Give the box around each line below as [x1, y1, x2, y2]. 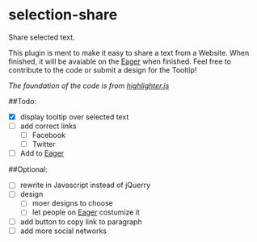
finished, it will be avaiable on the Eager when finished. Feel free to [8, 56, 232, 66]
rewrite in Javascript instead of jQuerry [19, 180, 151, 190]
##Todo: [8, 96, 37, 106]
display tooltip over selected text [19, 111, 129, 122]
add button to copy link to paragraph [19, 216, 143, 227]
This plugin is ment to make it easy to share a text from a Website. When [8, 48, 250, 57]
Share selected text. [8, 32, 75, 42]
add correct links [19, 121, 77, 131]
